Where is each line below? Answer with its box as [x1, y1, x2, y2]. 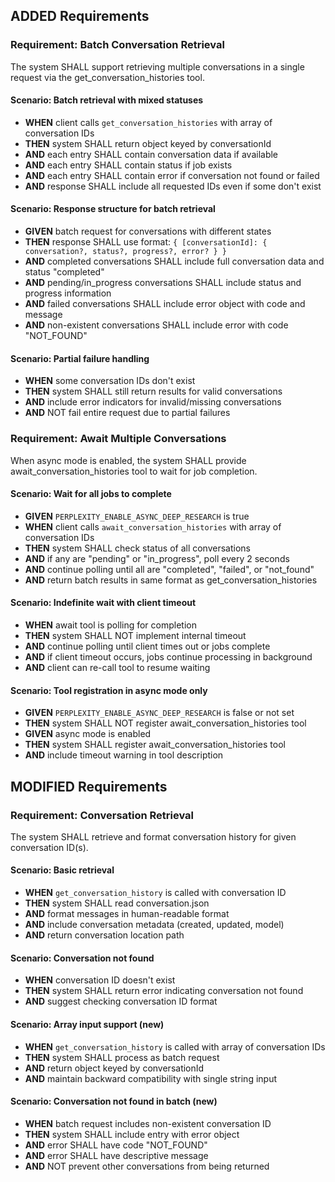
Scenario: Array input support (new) [10, 1018, 165, 1030]
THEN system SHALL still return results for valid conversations [24, 385, 283, 398]
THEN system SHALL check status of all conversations [24, 542, 251, 554]
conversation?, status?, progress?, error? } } [24, 247, 227, 257]
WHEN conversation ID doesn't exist [24, 974, 176, 986]
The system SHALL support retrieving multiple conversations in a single [10, 60, 305, 73]
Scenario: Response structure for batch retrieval [10, 203, 216, 215]
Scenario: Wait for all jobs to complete [10, 488, 172, 500]
